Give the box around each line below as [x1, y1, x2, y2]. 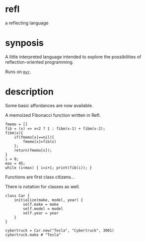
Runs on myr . [5, 69, 31, 75]
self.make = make [23, 202, 59, 207]
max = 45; [5, 161, 26, 166]
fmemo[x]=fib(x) [23, 139, 57, 144]
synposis [5, 37, 44, 49]
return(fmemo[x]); [14, 148, 52, 153]
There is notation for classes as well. [5, 183, 80, 189]
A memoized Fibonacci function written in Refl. [5, 112, 101, 118]
